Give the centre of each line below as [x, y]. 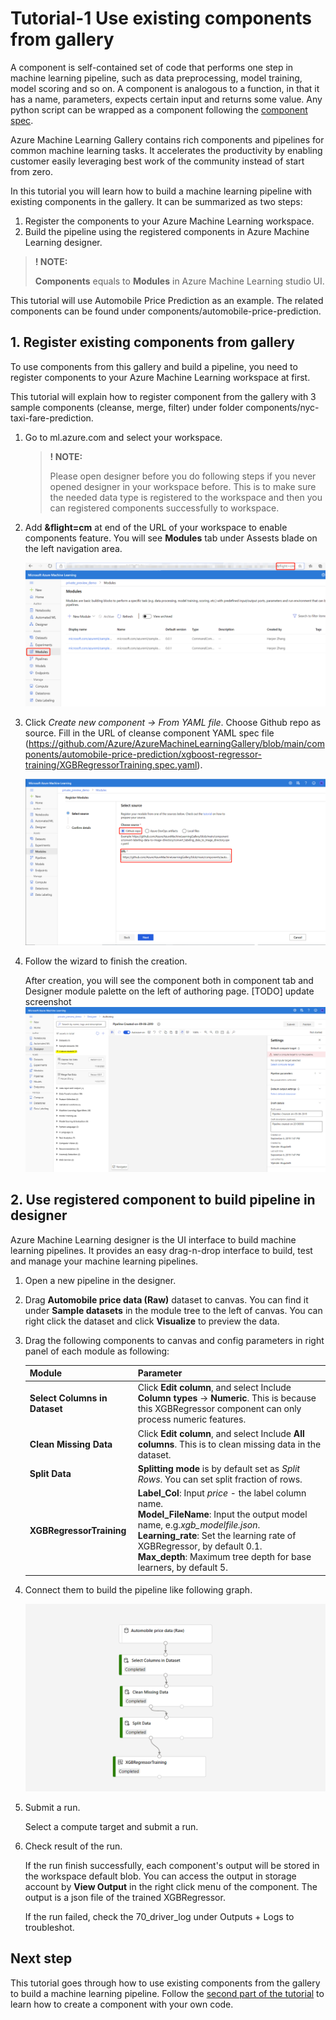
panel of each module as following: [97, 1351]
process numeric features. [192, 1419]
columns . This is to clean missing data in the [229, 1444]
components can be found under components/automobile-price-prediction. [166, 311]
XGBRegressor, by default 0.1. [200, 1546]
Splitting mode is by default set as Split [218, 1468]
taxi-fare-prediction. [52, 418]
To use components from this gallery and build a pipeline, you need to [154, 366]
